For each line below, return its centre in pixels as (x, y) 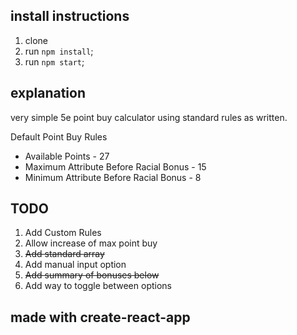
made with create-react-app (100, 317)
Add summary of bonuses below (92, 275)
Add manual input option (75, 265)
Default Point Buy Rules (59, 136)
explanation (48, 93)
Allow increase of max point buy (91, 243)
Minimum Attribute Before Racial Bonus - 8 (113, 177)
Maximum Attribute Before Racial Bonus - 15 (115, 166)
